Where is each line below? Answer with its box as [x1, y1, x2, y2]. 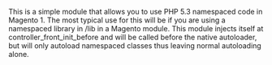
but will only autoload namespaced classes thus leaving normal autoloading [8, 41, 261, 51]
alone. [8, 50, 30, 59]
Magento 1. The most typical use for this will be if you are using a [8, 15, 226, 25]
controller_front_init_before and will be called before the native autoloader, [8, 32, 257, 42]
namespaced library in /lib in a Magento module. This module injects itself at [8, 24, 264, 33]
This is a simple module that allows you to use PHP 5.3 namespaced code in [8, 7, 263, 16]
